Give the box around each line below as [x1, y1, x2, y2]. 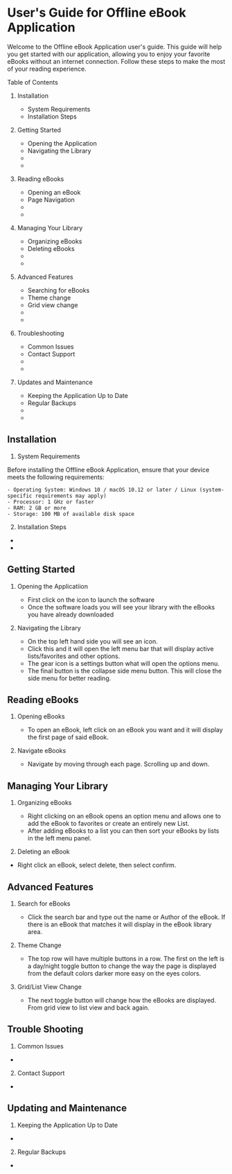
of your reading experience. [7, 64, 87, 73]
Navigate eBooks [17, 747, 66, 755]
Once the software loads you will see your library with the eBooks [27, 603, 215, 611]
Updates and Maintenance [17, 378, 93, 386]
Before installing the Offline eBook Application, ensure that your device [7, 465, 210, 474]
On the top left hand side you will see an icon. [27, 637, 158, 646]
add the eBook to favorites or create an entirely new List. [27, 820, 190, 828]
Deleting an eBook [17, 847, 71, 856]
